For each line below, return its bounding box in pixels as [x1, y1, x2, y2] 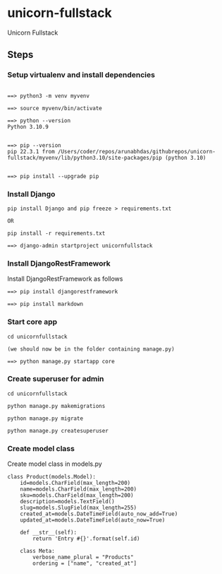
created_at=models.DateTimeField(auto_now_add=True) [20, 510, 178, 517]
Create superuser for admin [7, 374, 104, 384]
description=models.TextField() [20, 498, 115, 505]
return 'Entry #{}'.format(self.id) [32, 535, 140, 542]
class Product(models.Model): [7, 474, 97, 481]
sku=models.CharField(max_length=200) [20, 492, 134, 499]
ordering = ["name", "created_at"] [32, 560, 137, 567]
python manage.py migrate [7, 415, 83, 422]
